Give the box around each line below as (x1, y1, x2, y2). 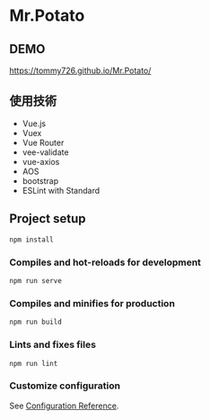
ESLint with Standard (22, 185, 101, 196)
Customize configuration (9, 379, 121, 392)
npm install (9, 235, 54, 244)
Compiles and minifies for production (9, 297, 175, 309)
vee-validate (22, 146, 69, 158)
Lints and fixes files (9, 339, 97, 352)
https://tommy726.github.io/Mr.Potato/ (9, 65, 152, 76)
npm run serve (9, 276, 63, 285)
